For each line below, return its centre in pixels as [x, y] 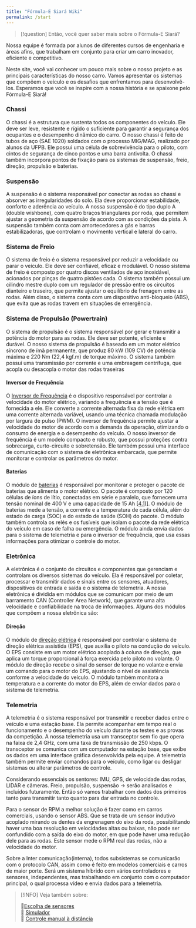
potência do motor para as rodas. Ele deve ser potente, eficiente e [86, 338]
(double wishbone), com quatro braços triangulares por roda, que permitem [97, 213]
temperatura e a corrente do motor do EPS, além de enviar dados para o [93, 683]
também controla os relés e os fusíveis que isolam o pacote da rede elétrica [98, 522]
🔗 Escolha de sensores [47, 906]
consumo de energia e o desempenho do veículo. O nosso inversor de [91, 433]
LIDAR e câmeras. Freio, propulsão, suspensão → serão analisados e [89, 785]
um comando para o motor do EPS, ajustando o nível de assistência [87, 671]
